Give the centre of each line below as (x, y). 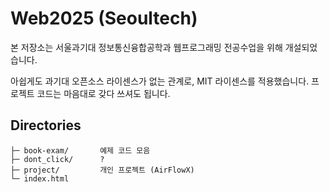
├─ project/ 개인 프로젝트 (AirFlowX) (102, 170)
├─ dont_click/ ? (57, 159)
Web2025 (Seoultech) (104, 18)
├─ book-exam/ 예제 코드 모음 (80, 150)
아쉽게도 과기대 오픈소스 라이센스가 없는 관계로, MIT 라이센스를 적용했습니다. (160, 81)
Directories (46, 125)
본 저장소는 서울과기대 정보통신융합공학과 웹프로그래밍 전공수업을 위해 (146, 47)
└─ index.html (40, 178)
